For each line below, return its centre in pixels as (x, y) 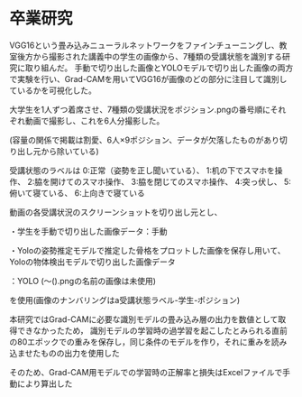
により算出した (45, 383)
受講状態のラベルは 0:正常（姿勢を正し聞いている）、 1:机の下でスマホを (142, 170)
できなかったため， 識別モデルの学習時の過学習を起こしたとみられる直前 (152, 330)
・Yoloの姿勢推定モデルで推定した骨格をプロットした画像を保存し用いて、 (147, 250)
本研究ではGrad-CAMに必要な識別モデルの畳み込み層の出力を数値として (144, 319)
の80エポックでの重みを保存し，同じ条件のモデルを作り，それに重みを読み (148, 342)
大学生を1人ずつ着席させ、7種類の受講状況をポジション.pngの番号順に (140, 109)
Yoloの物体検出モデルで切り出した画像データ (92, 262)
